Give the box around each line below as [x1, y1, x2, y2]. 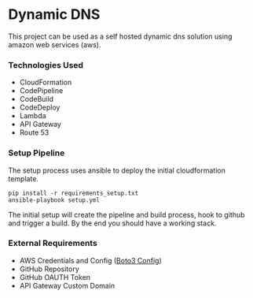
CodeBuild [19, 95, 53, 104]
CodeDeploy [19, 102, 60, 112]
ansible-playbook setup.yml [8, 196, 101, 204]
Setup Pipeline [8, 147, 65, 158]
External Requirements [8, 238, 98, 249]
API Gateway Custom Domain [19, 281, 115, 290]
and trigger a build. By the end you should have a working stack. [8, 218, 217, 228]
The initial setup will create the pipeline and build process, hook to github [8, 210, 245, 219]
